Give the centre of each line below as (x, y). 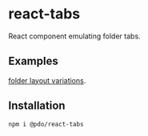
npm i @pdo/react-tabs (46, 124)
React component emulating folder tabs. (75, 36)
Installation (37, 106)
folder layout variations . (47, 80)
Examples (33, 61)
